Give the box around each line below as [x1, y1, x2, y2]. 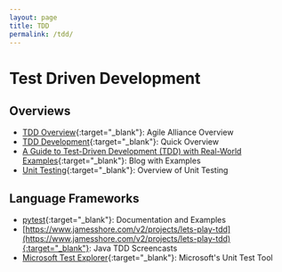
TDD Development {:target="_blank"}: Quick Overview [21, 136, 220, 147]
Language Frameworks [9, 191, 140, 206]
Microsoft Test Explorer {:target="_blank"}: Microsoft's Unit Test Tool [21, 252, 273, 263]
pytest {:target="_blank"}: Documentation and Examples [21, 215, 227, 226]
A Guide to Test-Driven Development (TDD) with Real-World [21, 146, 242, 157]
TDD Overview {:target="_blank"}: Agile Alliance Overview [21, 127, 234, 138]
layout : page [9, 12, 58, 22]
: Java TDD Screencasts [88, 243, 178, 254]
